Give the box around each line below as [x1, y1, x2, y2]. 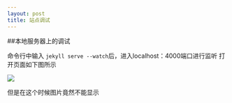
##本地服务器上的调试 [7, 36, 71, 45]
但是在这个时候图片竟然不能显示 [7, 88, 99, 96]
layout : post [7, 10, 45, 17]
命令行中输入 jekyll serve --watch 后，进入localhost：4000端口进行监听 [7, 51, 218, 60]
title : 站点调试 [7, 17, 50, 24]
